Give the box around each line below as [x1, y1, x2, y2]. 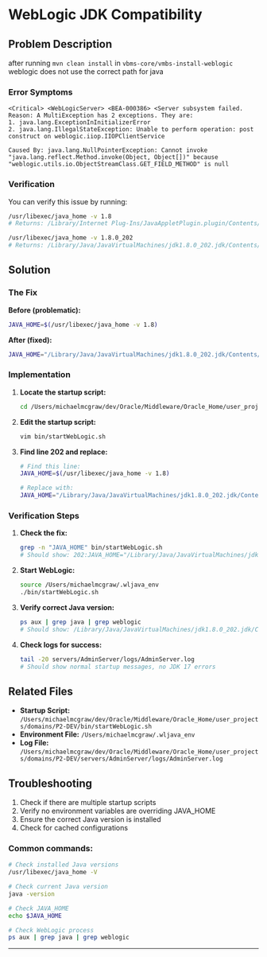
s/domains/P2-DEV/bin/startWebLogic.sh [19, 722, 153, 731]
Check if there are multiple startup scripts [19, 798, 157, 807]
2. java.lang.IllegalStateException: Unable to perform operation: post [8, 126, 254, 134]
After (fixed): [8, 335, 52, 344]
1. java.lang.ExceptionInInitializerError [8, 119, 151, 126]
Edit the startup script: [19, 417, 97, 426]
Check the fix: [19, 528, 68, 538]
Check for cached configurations [19, 823, 129, 832]
